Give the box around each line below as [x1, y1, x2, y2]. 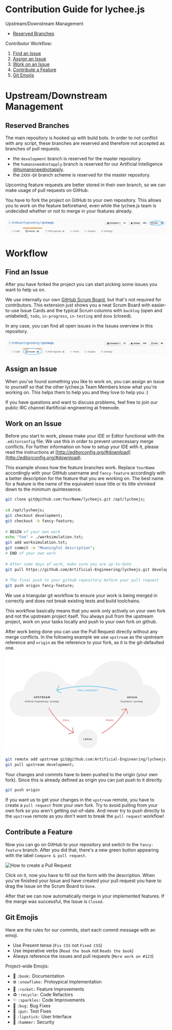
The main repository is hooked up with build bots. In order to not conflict [5, 135, 158, 141]
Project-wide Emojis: [5, 963, 49, 969]
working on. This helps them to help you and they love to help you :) [5, 389, 148, 395]
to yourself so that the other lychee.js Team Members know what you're [5, 384, 157, 390]
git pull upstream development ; [5, 762, 74, 768]
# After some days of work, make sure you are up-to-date [5, 561, 132, 566]
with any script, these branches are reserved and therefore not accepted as [5, 140, 165, 146]
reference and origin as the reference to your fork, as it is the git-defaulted [5, 640, 164, 646]
